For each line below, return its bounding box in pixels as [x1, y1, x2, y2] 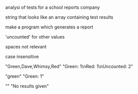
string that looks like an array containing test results [5, 14, 114, 20]
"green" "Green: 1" [5, 73, 44, 79]
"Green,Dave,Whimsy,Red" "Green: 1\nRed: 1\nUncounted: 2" [5, 64, 133, 69]
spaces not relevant [5, 44, 47, 50]
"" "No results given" [5, 83, 49, 89]
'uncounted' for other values [5, 34, 65, 40]
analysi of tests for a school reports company [5, 5, 100, 10]
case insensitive [5, 53, 39, 59]
